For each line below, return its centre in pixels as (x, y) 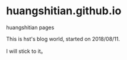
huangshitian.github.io (64, 11)
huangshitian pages (30, 27)
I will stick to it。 (26, 51)
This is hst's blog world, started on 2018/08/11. (63, 39)
